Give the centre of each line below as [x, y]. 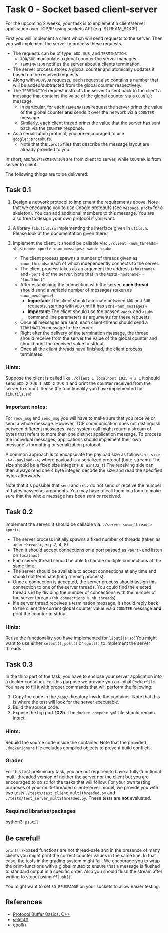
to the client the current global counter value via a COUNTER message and [87, 608]
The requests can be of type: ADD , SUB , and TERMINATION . [70, 53]
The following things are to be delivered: [47, 174]
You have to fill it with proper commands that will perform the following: [79, 687]
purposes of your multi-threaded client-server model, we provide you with [82, 787]
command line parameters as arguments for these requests [89, 317]
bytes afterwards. [23, 476]
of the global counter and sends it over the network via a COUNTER [87, 112]
